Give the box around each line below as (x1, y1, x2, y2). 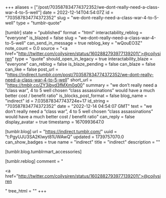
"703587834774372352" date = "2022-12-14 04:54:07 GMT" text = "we (5, 103, 152, 109)
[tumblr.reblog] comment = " (5, 158, 63, 164)
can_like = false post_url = (5, 66, 58, 72)
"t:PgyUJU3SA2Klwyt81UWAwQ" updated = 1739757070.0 (5, 134, 124, 140)
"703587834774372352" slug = (5, 15, 70, 20)
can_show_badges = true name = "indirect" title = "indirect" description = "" (5, 139, 161, 145)
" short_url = (67, 77, 92, 83)
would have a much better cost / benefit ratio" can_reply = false (5, 114, 135, 119)
